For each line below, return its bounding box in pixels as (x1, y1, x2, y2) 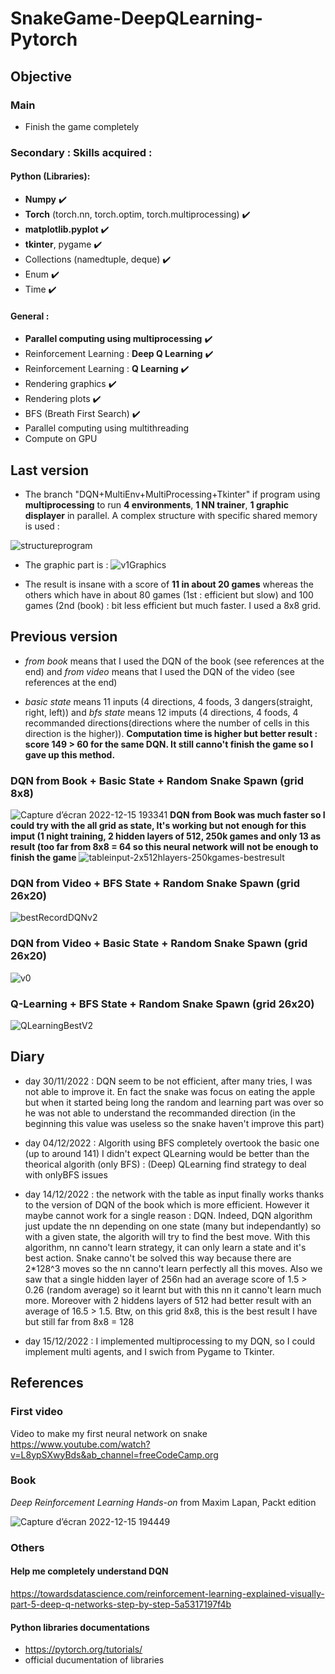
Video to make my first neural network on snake (10, 1427, 208, 1439)
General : (10, 310, 50, 322)
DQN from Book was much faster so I (169, 809, 326, 821)
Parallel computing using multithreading (24, 422, 190, 434)
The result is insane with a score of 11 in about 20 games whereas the (24, 578, 314, 591)
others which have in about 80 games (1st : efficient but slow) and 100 (24, 589, 314, 601)
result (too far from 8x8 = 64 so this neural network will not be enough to (10, 841, 319, 853)
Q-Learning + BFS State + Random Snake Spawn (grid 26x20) (10, 997, 315, 1011)
